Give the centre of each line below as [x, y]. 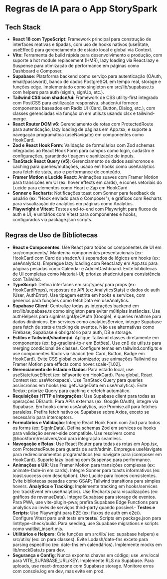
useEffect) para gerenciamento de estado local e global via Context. [82, 50]
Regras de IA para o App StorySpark [81, 9]
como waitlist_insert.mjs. [38, 529]
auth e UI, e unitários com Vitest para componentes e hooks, [75, 214]
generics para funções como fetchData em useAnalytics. [71, 300]
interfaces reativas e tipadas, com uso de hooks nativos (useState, [81, 44]
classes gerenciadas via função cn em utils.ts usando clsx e [74, 113]
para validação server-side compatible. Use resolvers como [74, 433]
